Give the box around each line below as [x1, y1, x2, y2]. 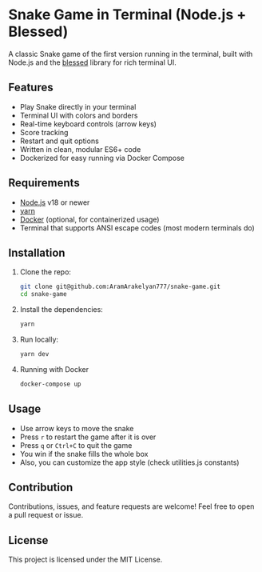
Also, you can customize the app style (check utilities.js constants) [19, 458, 240, 467]
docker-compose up [19, 380, 81, 388]
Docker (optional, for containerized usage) [19, 214, 160, 224]
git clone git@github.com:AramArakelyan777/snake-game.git [19, 282, 221, 291]
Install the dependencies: [19, 305, 104, 314]
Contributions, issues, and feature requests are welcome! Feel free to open [8, 502, 255, 511]
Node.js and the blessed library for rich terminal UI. [8, 58, 177, 67]
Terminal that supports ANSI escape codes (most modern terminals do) [19, 222, 256, 233]
